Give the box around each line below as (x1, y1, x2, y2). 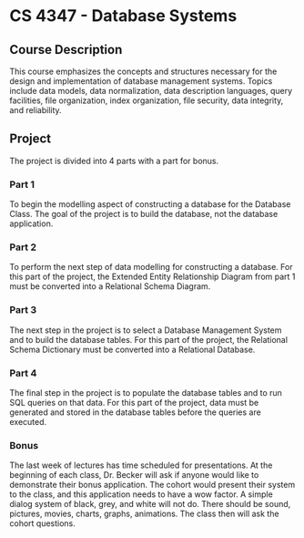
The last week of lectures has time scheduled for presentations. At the (9, 460, 273, 471)
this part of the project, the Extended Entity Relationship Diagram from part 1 (9, 271, 296, 283)
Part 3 (9, 304, 37, 316)
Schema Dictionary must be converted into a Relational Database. (9, 344, 256, 355)
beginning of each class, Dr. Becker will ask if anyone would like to (9, 470, 259, 481)
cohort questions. (9, 518, 76, 529)
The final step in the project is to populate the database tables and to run (9, 388, 282, 398)
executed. (9, 417, 47, 427)
